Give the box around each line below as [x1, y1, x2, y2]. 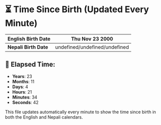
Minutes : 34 [12, 94, 38, 100]
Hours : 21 [12, 89, 32, 95]
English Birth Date [7, 35, 50, 42]
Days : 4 [12, 84, 28, 90]
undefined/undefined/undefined [55, 44, 129, 50]
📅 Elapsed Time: [5, 60, 55, 69]
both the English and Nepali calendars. [5, 114, 83, 120]
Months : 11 [12, 78, 35, 84]
